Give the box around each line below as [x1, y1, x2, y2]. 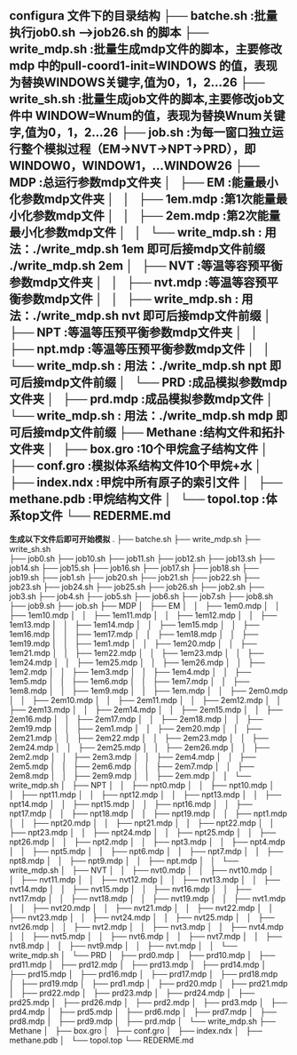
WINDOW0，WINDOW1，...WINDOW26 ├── [9, 158, 260, 173]
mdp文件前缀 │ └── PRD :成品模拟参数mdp [43, 375, 288, 390]
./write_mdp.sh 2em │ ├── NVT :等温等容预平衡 [9, 259, 283, 274]
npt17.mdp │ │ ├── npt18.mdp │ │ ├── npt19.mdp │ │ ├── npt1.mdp [9, 808, 288, 819]
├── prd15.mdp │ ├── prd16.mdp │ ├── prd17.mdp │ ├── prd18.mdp [9, 968, 278, 979]
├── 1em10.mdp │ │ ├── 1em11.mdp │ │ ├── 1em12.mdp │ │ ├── [9, 610, 277, 620]
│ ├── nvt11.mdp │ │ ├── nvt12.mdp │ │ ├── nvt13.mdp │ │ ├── [9, 874, 281, 884]
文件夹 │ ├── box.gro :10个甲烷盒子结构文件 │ [9, 442, 269, 457]
